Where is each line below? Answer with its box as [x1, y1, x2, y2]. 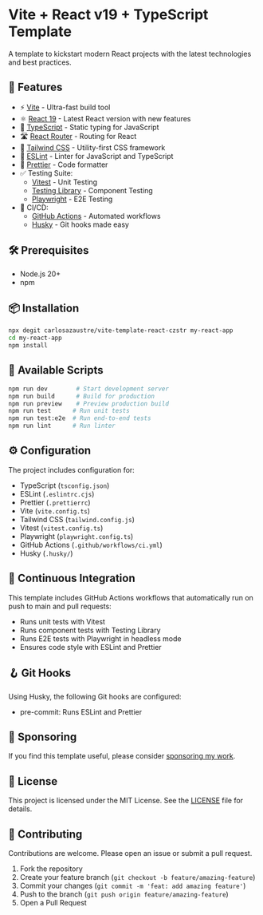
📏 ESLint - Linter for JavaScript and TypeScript [19, 151, 174, 160]
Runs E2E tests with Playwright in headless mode [19, 633, 182, 644]
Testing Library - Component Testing [31, 185, 153, 195]
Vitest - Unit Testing [31, 177, 98, 187]
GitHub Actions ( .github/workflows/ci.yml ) [19, 540, 163, 549]
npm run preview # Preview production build [8, 399, 170, 408]
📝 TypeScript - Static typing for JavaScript [19, 122, 159, 132]
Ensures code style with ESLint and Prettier [19, 642, 162, 652]
